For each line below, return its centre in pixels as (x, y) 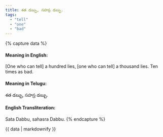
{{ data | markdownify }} (31, 129)
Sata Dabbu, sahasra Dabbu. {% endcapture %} (55, 119)
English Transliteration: (30, 108)
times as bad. (20, 72)
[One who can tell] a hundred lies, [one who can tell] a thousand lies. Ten (82, 66)
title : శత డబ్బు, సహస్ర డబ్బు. (34, 10)
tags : (11, 15)
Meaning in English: (27, 55)
